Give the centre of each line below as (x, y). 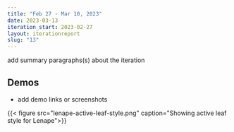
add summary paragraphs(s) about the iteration (76, 60)
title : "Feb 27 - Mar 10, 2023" (55, 14)
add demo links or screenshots (62, 99)
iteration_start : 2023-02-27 (50, 27)
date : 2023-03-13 (33, 20)
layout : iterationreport (44, 34)
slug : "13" (23, 40)
